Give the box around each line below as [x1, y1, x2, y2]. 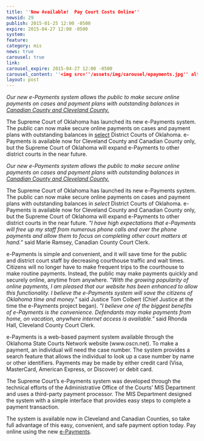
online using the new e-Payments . [6, 428, 92, 436]
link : [6, 60, 20, 66]
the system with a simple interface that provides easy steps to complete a [6, 397, 191, 405]
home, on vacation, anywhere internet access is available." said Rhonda [6, 315, 187, 322]
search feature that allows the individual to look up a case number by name [6, 353, 194, 360]
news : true [6, 49, 34, 55]
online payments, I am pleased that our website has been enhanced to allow [6, 283, 198, 290]
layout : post [6, 77, 39, 83]
